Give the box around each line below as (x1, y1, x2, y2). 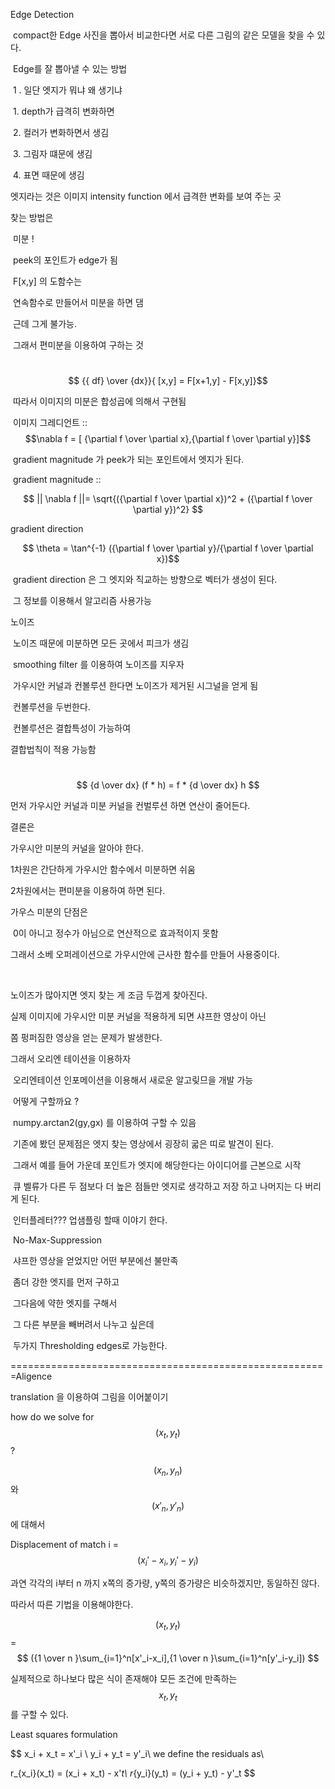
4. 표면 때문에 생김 (12, 169, 85, 181)
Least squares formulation (10, 1728, 118, 1740)
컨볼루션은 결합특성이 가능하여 (12, 722, 132, 734)
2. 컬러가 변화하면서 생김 (12, 127, 110, 138)
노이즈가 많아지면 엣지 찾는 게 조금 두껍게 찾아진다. (10, 989, 208, 1001)
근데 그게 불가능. (12, 318, 78, 329)
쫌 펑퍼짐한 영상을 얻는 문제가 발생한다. (10, 1032, 163, 1043)
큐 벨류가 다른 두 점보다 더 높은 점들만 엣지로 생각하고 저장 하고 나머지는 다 (12, 1180, 303, 1192)
